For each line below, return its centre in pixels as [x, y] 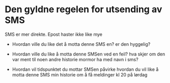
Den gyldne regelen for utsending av [83, 9]
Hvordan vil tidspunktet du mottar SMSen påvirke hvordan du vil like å [85, 69]
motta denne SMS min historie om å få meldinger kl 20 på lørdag [80, 74]
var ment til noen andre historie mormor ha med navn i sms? [75, 59]
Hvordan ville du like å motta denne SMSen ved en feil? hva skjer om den [89, 54]
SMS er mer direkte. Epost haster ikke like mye [54, 34]
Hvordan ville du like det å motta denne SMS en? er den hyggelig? [81, 44]
